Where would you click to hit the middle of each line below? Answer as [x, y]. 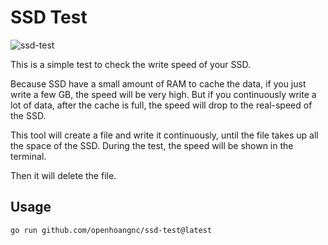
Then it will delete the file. [63, 175]
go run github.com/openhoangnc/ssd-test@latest [111, 230]
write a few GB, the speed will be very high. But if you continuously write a [163, 94]
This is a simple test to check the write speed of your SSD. [131, 64]
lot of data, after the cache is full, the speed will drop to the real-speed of [161, 105]
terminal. [28, 156]
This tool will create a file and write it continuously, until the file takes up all [164, 135]
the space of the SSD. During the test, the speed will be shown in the [152, 145]
